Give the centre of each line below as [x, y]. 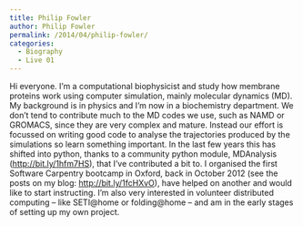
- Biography [40, 52]
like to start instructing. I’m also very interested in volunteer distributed [142, 193]
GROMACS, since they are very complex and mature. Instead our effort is [146, 125]
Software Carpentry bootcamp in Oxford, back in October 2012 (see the [144, 173]
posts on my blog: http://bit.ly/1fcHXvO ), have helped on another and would [151, 183]
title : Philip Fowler [50, 18]
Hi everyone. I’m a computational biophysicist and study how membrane [145, 86]
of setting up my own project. [65, 212]
